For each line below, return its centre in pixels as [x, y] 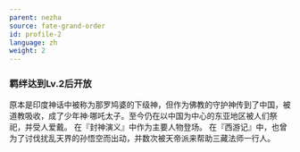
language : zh [33, 42]
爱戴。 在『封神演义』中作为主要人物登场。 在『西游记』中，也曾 [167, 127]
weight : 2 [28, 51]
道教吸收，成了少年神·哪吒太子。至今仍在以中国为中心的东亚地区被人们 [140, 116]
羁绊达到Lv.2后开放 [50, 84]
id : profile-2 [36, 34]
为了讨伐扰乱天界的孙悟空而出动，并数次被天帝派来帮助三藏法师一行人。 [142, 139]
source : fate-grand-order [57, 26]
